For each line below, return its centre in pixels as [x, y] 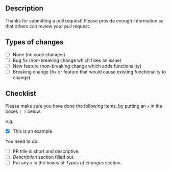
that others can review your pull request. [48, 26]
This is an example [32, 131]
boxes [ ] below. [23, 111]
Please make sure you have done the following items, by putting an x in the [84, 106]
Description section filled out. [44, 157]
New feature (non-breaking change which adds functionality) [77, 66]
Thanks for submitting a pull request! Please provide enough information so [84, 20]
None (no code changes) [39, 54]
